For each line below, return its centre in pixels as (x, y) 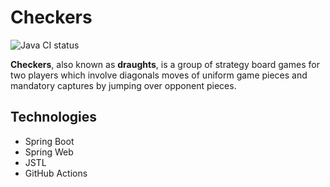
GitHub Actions (56, 173)
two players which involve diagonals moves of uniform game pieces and (159, 75)
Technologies (54, 117)
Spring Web (49, 152)
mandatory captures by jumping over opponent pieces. (123, 85)
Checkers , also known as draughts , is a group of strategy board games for (165, 64)
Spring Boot (49, 141)
